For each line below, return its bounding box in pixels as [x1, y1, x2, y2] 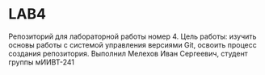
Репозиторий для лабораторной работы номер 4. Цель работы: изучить [8, 31, 257, 41]
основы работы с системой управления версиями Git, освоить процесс [8, 40, 257, 49]
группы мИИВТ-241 [8, 57, 75, 67]
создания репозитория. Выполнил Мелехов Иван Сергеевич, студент [8, 48, 248, 58]
